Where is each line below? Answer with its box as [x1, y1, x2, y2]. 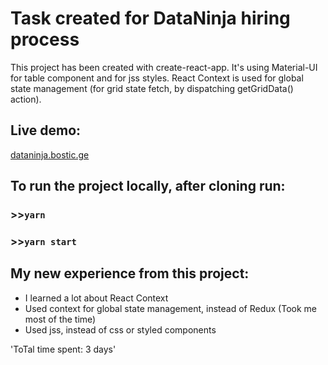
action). [10, 93, 42, 105]
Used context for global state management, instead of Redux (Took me [24, 302, 317, 314]
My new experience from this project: [10, 265, 250, 282]
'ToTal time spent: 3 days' [10, 343, 117, 355]
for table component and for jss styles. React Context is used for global [10, 72, 304, 84]
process [10, 28, 80, 51]
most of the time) [24, 313, 97, 325]
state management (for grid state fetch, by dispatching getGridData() [10, 82, 294, 94]
